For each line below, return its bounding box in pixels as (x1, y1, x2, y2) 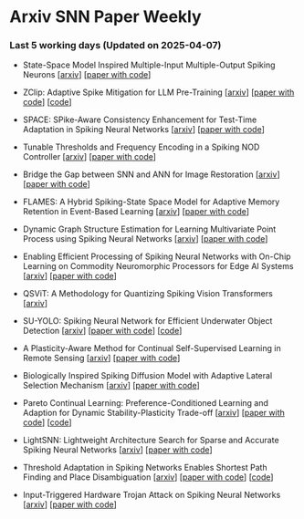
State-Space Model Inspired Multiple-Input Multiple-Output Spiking (22, 59, 276, 70)
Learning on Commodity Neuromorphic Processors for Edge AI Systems (22, 261, 294, 272)
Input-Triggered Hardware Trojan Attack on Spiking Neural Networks (22, 490, 281, 501)
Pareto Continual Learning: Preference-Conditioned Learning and (22, 398, 269, 409)
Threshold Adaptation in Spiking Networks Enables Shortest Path (22, 462, 267, 473)
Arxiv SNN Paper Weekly (9, 6, 203, 27)
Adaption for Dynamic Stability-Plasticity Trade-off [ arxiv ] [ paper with (22, 408, 285, 419)
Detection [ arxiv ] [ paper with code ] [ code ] (22, 326, 183, 337)
